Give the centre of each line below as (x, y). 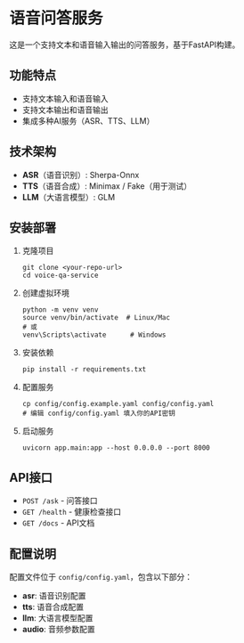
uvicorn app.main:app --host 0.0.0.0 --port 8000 (116, 448)
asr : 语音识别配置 (54, 596)
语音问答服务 (57, 18)
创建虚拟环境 (45, 293)
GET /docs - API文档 (58, 523)
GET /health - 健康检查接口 (72, 512)
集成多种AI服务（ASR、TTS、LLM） (88, 120)
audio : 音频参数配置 (58, 629)
